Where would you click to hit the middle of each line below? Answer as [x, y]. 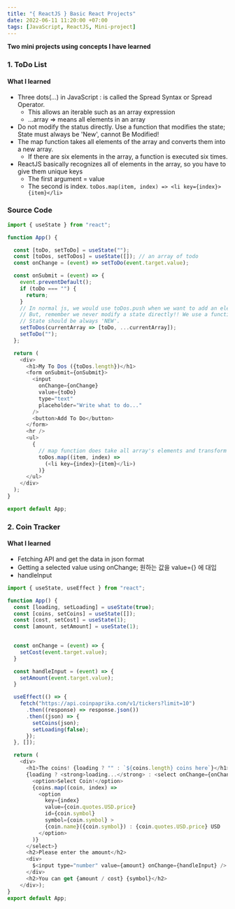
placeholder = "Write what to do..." [90, 405]
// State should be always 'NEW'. [70, 321]
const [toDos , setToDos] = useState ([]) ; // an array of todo [106, 257]
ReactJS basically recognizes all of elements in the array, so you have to [121, 164]
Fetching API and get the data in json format [81, 559]
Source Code [30, 210]
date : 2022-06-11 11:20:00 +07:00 [58, 20]
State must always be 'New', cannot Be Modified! [88, 134]
